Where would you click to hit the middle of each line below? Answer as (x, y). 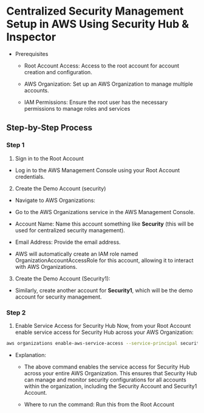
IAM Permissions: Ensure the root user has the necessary (96, 102)
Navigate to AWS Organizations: (55, 200)
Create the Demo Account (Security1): (63, 279)
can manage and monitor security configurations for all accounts (105, 380)
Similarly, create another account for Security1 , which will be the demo (104, 290)
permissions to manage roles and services (77, 108)
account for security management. (58, 297)
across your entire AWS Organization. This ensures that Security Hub (110, 373)
